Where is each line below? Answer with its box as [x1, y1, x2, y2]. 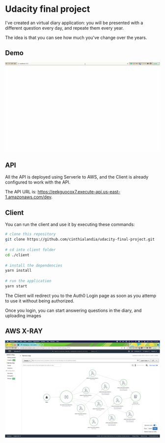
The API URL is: [5, 189, 37, 195]
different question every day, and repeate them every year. [5, 25, 124, 31]
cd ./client [5, 253, 29, 258]
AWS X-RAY [5, 327, 43, 335]
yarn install [5, 268, 32, 273]
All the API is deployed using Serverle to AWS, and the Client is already [5, 174, 149, 180]
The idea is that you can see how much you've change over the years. [5, 35, 147, 40]
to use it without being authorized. [5, 297, 75, 304]
